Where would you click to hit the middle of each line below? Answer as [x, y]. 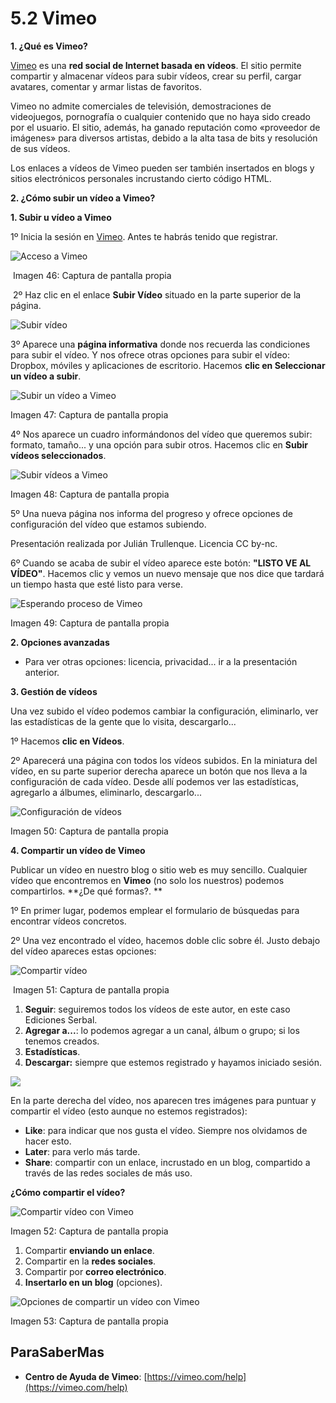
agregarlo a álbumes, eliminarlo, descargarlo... [106, 792]
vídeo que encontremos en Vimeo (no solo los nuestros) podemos [147, 880]
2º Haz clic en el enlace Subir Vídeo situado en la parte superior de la [157, 294]
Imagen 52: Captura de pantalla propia [89, 1231]
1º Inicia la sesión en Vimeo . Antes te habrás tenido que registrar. [144, 236]
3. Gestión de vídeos [54, 691]
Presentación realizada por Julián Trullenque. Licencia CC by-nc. [144, 543]
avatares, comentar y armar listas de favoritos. [106, 86]
